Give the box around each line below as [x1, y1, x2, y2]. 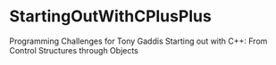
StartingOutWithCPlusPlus [9, 6, 212, 27]
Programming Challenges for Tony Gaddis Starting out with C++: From [9, 36, 268, 46]
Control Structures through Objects [9, 45, 138, 55]
